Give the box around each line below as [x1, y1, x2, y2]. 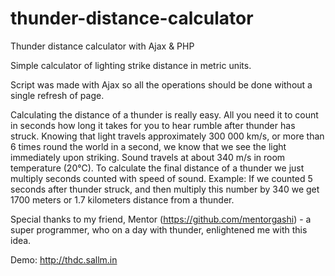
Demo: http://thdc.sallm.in [10, 253, 118, 266]
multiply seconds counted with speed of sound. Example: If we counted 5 [10, 172, 313, 184]
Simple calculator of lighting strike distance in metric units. [10, 59, 252, 71]
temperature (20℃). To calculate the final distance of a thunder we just [10, 162, 305, 174]
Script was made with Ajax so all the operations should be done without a [10, 78, 313, 91]
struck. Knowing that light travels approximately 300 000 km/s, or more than [10, 130, 325, 142]
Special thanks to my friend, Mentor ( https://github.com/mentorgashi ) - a [10, 213, 312, 225]
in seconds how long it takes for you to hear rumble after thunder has [10, 119, 296, 131]
